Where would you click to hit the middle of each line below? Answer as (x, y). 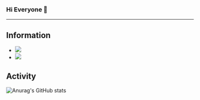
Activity (21, 76)
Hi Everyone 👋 (27, 10)
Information (29, 35)
